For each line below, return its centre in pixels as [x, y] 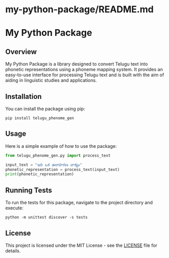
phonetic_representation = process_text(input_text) [63, 169]
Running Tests [29, 190]
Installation [23, 96]
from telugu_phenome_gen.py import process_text [58, 155]
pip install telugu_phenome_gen [40, 118]
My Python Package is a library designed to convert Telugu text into [77, 64]
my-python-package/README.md [80, 9]
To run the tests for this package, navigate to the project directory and [79, 203]
